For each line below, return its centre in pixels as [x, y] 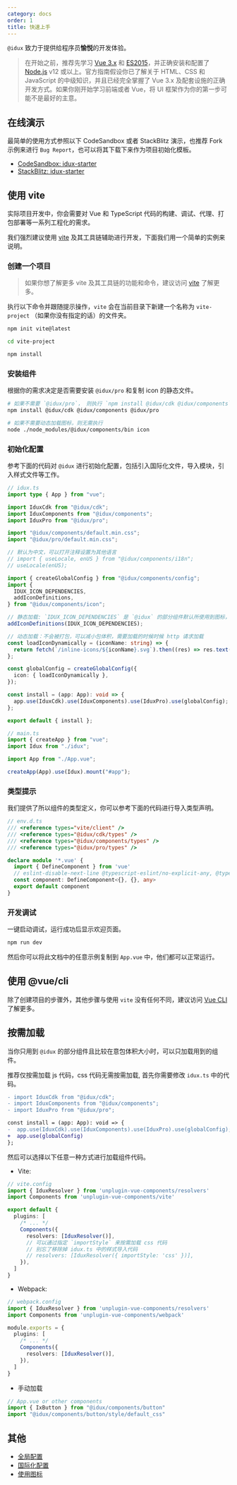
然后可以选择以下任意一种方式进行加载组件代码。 [78, 1157]
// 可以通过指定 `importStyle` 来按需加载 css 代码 [97, 1242]
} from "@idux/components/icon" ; [56, 605]
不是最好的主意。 [56, 98]
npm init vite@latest [39, 329]
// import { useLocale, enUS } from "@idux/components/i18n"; [101, 559]
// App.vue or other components [55, 1401]
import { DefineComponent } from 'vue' [72, 867]
